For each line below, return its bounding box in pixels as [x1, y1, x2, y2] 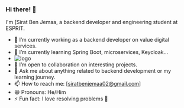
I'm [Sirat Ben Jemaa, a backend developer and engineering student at [5, 19, 178, 26]
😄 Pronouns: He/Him [14, 89, 66, 96]
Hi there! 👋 [5, 5, 37, 14]
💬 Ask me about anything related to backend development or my [14, 67, 172, 75]
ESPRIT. [5, 25, 25, 32]
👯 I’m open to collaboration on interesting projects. [14, 61, 137, 68]
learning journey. [14, 73, 56, 81]
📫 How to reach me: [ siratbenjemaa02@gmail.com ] [14, 80, 141, 87]
